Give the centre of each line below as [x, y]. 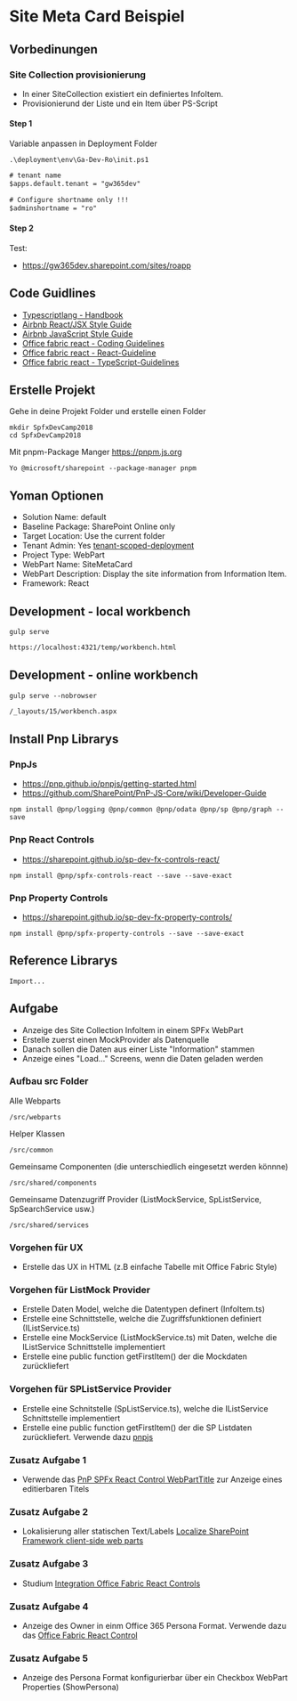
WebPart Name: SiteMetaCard [77, 565]
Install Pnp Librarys [64, 739]
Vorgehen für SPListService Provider [90, 1389]
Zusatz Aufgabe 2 [49, 1511]
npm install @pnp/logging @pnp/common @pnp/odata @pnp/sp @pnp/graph [141, 810]
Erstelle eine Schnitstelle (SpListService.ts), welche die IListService [145, 1408]
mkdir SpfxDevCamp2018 [51, 428]
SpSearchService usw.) [52, 1209]
